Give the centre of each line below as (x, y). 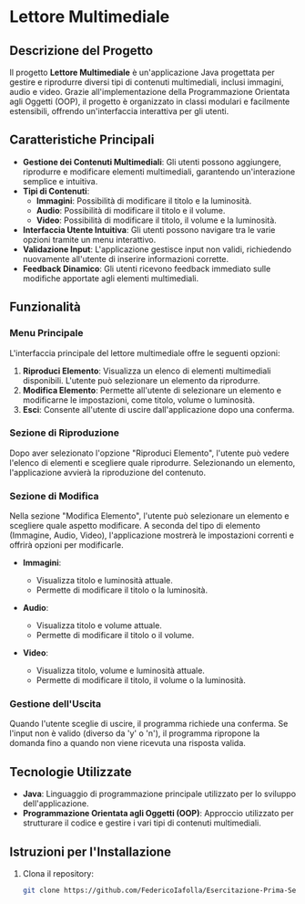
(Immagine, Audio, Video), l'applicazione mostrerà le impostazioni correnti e (152, 535)
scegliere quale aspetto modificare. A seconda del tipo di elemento (135, 526)
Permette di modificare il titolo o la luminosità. (122, 590)
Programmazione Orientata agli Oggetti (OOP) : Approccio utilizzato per (158, 814)
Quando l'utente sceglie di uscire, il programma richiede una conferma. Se (149, 724)
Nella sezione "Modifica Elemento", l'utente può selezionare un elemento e (149, 516)
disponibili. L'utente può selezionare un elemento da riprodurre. (142, 380)
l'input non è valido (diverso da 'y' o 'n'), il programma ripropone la (135, 733)
